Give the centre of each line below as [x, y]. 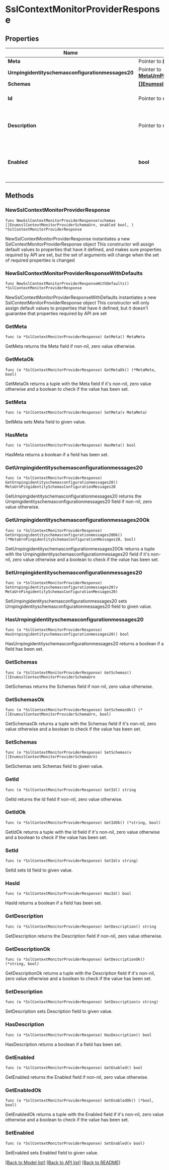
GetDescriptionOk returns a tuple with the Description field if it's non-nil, [80, 973]
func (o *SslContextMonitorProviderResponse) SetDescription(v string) [82, 1002]
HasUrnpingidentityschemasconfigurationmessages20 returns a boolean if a [84, 644]
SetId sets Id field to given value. [39, 870]
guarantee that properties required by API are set [56, 313]
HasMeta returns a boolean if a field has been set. [57, 455]
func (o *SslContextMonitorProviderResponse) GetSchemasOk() [71, 710]
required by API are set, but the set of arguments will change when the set [82, 255]
